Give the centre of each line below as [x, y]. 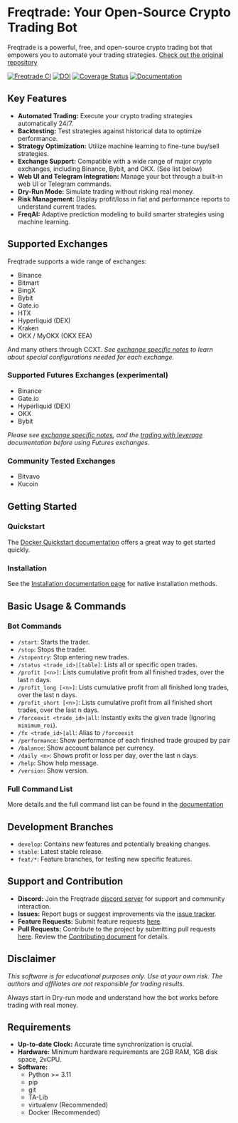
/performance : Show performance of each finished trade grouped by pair [124, 740]
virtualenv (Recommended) [68, 1105]
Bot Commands [34, 626]
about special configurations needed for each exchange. [91, 357]
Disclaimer [32, 959]
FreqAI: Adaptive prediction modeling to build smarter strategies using [121, 214]
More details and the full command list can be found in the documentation [115, 805]
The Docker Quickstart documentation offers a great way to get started [111, 542]
